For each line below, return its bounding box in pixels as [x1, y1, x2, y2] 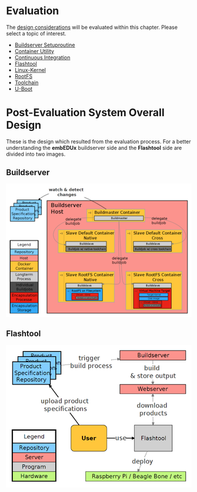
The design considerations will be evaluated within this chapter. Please [6, 24, 178, 31]
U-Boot [14, 85, 33, 92]
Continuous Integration [14, 54, 71, 61]
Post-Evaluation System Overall [6, 106, 165, 119]
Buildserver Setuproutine [14, 41, 75, 48]
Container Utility [14, 47, 55, 54]
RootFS [14, 73, 33, 80]
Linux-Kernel [14, 66, 46, 73]
